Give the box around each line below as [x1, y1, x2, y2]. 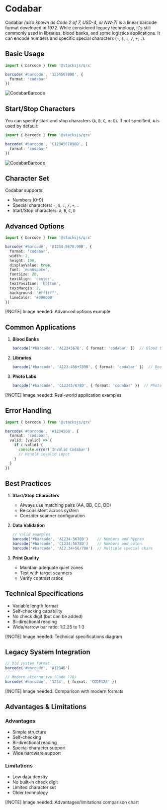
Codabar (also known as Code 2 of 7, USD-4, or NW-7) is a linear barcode [5, 19, 157, 25]
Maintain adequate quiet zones [19, 564, 83, 570]
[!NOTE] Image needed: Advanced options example [5, 309, 111, 315]
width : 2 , [9, 253, 30, 259]
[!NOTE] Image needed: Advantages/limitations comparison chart [5, 799, 139, 805]
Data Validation [12, 523, 45, 529]
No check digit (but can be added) [12, 613, 83, 619]
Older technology [12, 789, 48, 796]
